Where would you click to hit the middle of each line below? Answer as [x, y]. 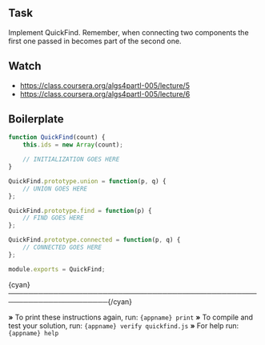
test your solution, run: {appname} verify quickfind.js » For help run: [124, 325]
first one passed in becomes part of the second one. [95, 41]
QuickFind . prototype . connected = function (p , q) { [94, 240]
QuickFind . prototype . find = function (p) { [80, 211]
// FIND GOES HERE [53, 218]
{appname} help [34, 333]
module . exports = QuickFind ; [57, 269]
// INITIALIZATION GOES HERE [71, 159]
